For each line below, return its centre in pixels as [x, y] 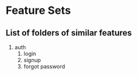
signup [32, 60]
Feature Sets [38, 11]
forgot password [44, 66]
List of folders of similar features [69, 33]
